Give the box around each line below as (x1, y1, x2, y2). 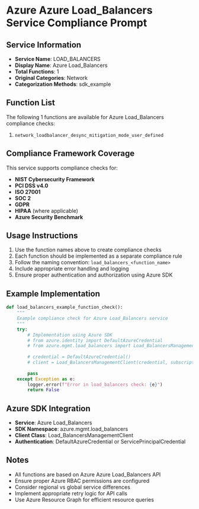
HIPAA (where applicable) (14, 207, 79, 214)
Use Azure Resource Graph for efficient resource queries (14, 496, 154, 503)
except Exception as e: (17, 376, 76, 382)
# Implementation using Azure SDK (27, 332, 113, 338)
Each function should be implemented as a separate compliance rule (14, 252, 182, 260)
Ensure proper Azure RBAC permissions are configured (14, 477, 150, 484)
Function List (6, 98, 55, 108)
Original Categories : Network (14, 75, 88, 81)
